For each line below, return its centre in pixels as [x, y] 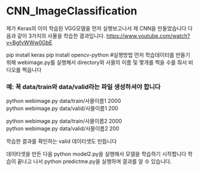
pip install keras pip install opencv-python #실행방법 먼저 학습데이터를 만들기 [98, 54]
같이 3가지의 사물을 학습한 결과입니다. [61, 36]
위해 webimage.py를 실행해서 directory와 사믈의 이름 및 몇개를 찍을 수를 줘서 [97, 62]
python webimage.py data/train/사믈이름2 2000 [64, 121]
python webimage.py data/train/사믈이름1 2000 [64, 101]
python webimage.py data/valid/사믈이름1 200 [62, 108]
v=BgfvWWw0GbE [29, 42]
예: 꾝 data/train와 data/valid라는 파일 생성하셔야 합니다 [83, 87]
